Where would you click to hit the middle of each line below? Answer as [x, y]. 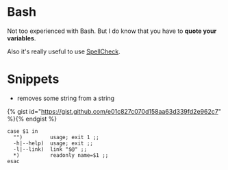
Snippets [33, 79]
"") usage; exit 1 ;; [56, 137]
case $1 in [23, 131]
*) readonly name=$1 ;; [61, 155]
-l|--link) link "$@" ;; [50, 149]
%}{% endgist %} [32, 119]
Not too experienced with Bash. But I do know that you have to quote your [112, 31]
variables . [22, 38]
